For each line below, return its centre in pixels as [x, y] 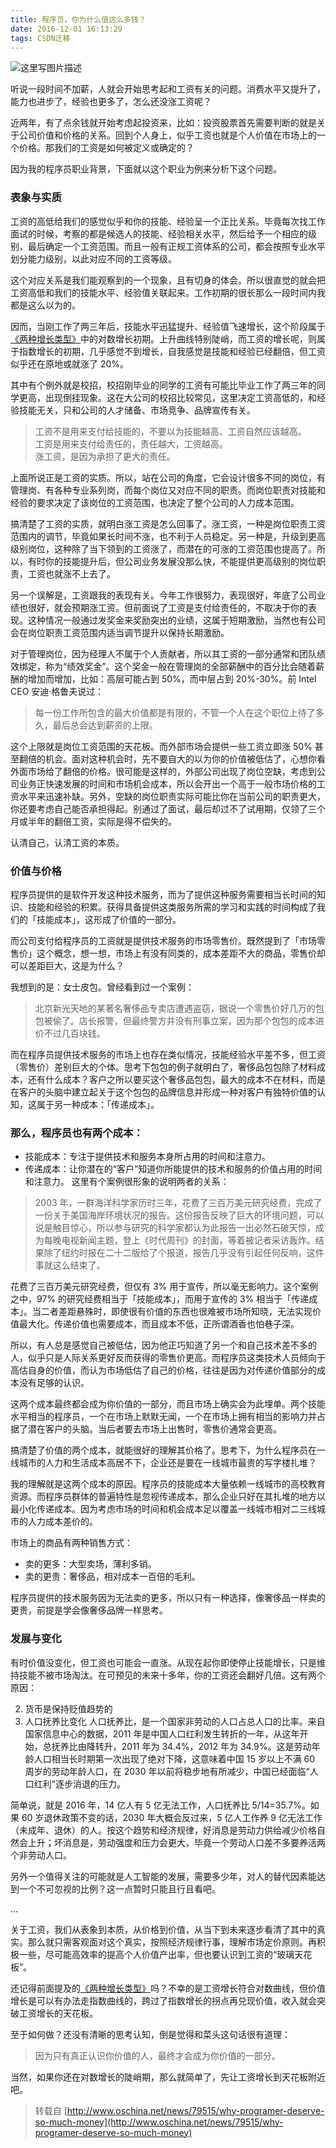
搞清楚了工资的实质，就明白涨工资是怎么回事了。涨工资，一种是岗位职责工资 [168, 523]
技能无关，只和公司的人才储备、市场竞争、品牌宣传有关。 [137, 410]
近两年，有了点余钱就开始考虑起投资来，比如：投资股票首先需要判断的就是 [163, 123]
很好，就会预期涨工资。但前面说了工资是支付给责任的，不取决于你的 [167, 607]
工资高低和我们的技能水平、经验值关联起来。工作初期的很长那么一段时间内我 [168, 292]
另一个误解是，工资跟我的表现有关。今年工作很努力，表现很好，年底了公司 [163, 595]
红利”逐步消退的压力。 [79, 1783]
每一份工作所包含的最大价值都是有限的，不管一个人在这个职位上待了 [175, 712]
